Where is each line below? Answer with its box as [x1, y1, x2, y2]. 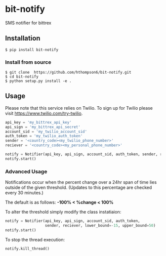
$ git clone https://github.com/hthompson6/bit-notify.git [5, 70, 132, 75]
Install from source [5, 58, 51, 65]
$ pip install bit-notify [5, 47, 58, 52]
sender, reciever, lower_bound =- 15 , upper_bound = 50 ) [44, 223, 156, 228]
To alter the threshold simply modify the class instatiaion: [5, 209, 122, 215]
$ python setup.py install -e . [5, 79, 72, 84]
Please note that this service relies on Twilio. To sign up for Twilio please [5, 105, 153, 111]
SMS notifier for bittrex [5, 20, 52, 26]
